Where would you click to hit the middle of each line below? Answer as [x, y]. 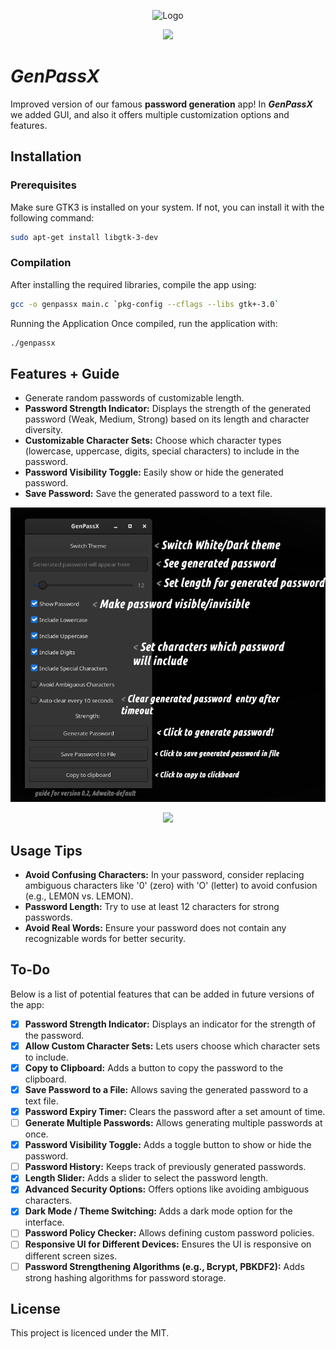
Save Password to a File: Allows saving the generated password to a [166, 1089]
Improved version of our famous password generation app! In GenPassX [161, 104]
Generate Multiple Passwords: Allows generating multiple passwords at [173, 1123]
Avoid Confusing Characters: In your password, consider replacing [164, 874]
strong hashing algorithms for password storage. [125, 1277]
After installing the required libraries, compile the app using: [133, 284]
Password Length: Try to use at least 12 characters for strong [152, 906]
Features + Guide [65, 373]
